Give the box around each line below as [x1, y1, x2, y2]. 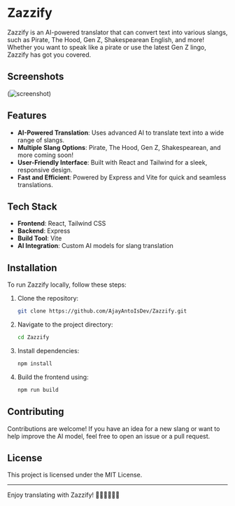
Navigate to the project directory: [17, 320, 113, 329]
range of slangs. [17, 135, 65, 144]
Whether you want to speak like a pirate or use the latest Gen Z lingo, [7, 43, 206, 51]
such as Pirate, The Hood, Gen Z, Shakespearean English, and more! [7, 35, 205, 43]
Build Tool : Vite [17, 234, 62, 242]
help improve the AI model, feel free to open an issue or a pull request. [7, 432, 211, 440]
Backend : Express [17, 226, 71, 235]
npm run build [17, 386, 59, 393]
